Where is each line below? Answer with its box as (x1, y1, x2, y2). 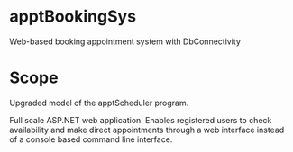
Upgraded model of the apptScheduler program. (9, 97, 189, 108)
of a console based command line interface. (9, 133, 173, 145)
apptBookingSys (9, 6, 137, 27)
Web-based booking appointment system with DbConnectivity (9, 36, 242, 47)
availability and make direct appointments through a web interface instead (9, 124, 285, 135)
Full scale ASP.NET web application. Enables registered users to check (9, 114, 272, 125)
